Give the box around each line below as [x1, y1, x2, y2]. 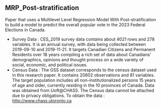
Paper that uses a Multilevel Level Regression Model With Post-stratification [5, 16, 156, 22]
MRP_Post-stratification [5, 4, 79, 12]
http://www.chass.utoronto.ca [12, 97, 72, 103]
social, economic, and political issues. [12, 62, 88, 67]
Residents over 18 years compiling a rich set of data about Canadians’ [12, 52, 151, 57]
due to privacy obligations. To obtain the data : [12, 93, 105, 98]
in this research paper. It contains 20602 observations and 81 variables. [12, 72, 155, 78]
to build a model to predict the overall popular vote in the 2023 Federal [5, 22, 146, 27]
